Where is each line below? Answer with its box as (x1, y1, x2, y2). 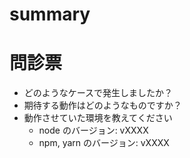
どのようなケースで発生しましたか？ (23, 87, 174, 99)
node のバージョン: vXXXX (38, 124, 149, 137)
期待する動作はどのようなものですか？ (23, 99, 182, 112)
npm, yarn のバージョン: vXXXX (38, 137, 170, 149)
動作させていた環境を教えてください (23, 112, 173, 124)
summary (9, 3, 91, 26)
